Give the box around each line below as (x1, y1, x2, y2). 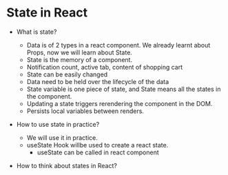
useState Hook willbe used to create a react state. (26, 141, 169, 149)
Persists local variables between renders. (26, 107, 144, 115)
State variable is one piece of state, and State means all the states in (26, 85, 221, 93)
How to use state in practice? (16, 120, 100, 128)
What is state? (16, 28, 57, 36)
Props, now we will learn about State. (26, 48, 132, 56)
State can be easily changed (26, 70, 108, 79)
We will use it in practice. (26, 133, 98, 142)
